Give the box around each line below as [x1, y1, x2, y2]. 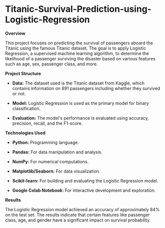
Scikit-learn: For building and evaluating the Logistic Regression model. [12, 178, 159, 183]
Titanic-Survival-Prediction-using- [5, 3, 152, 15]
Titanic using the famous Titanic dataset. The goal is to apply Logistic [5, 45, 146, 51]
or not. [12, 91, 26, 96]
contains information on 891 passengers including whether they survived [12, 85, 161, 91]
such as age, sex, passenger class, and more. [5, 61, 98, 67]
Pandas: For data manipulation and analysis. [12, 149, 102, 155]
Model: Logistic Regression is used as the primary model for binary [12, 100, 149, 106]
